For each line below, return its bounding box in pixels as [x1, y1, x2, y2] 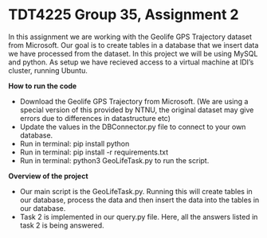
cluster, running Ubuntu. [8, 65, 88, 75]
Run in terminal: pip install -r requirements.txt [19, 147, 169, 157]
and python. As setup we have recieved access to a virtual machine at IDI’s [8, 57, 254, 67]
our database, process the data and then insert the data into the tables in [19, 195, 260, 205]
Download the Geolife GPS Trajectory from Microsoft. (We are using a [19, 96, 249, 106]
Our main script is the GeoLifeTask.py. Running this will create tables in [19, 186, 253, 196]
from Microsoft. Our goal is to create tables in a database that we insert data [8, 40, 259, 49]
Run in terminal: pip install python [19, 139, 130, 148]
